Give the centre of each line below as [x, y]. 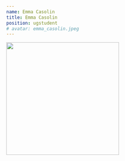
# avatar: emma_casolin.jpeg [43, 29]
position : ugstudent [32, 23]
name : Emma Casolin [31, 12]
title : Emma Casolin [32, 17]
